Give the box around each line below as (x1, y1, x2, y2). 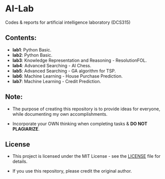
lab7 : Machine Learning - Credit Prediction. (12, 78, 101, 84)
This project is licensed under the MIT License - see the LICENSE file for (12, 153, 161, 159)
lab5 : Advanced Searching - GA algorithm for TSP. (12, 68, 116, 74)
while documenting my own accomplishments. (12, 111, 108, 117)
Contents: (5, 34, 37, 42)
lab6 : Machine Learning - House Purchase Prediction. (12, 73, 123, 79)
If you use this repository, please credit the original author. (12, 168, 132, 174)
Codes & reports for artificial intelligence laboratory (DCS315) (5, 19, 131, 25)
